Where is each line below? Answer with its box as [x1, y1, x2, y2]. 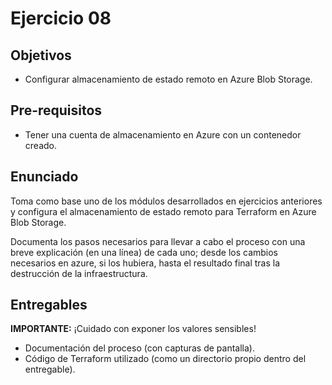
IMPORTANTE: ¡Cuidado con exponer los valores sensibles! [10, 323, 257, 335]
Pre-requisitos [10, 102, 103, 119]
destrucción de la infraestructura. [10, 267, 148, 279]
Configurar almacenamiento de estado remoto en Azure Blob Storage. [24, 73, 313, 85]
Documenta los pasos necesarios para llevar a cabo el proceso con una [10, 235, 306, 247]
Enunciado [10, 168, 79, 186]
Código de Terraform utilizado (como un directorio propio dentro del [24, 353, 307, 365]
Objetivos [10, 47, 72, 64]
